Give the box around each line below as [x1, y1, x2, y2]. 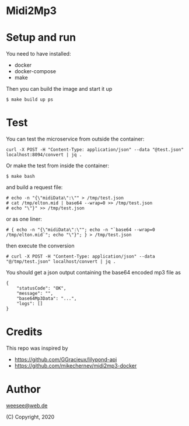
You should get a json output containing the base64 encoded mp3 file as [6, 269, 181, 276]
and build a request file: [6, 184, 63, 191]
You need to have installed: [6, 50, 71, 57]
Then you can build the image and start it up [6, 85, 113, 92]
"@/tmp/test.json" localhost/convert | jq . [6, 259, 116, 264]
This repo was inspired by [6, 345, 68, 352]
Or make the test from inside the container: [6, 162, 110, 169]
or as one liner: [6, 215, 43, 223]
